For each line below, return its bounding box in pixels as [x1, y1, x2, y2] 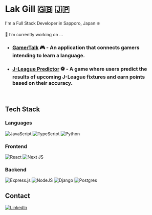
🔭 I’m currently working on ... [5, 31, 64, 37]
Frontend [5, 143, 27, 150]
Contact [5, 191, 30, 200]
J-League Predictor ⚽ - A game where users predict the [12, 65, 148, 72]
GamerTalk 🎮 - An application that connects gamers [12, 44, 140, 51]
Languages [5, 119, 33, 126]
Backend [5, 167, 27, 173]
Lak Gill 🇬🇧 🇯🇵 [5, 3, 70, 15]
